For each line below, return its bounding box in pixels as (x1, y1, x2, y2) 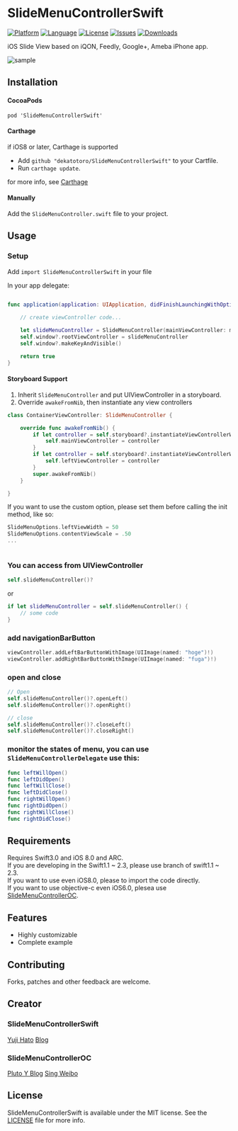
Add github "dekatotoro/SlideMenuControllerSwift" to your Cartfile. (17, 156, 218, 164)
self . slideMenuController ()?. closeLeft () (7, 721, 132, 728)
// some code (20, 610, 59, 617)
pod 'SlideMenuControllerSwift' (7, 112, 103, 119)
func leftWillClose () (7, 783, 72, 790)
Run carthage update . (17, 164, 81, 172)
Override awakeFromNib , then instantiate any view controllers (17, 398, 193, 407)
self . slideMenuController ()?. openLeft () (7, 695, 129, 702)
